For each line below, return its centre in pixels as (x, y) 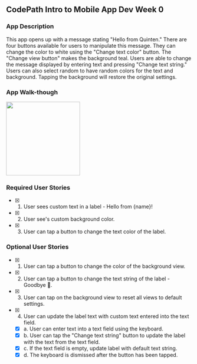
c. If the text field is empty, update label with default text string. (100, 348)
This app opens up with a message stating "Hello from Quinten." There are (96, 39)
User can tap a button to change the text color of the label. (95, 231)
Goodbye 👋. (38, 284)
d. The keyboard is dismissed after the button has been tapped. (101, 355)
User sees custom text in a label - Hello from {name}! (88, 207)
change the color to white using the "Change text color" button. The (89, 52)
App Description (30, 27)
